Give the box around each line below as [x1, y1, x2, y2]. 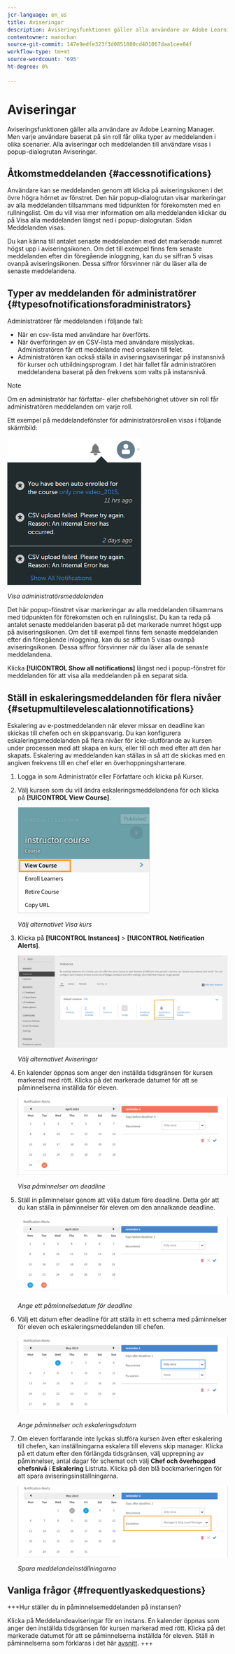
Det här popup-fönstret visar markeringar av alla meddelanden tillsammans [7, 606, 224, 614]
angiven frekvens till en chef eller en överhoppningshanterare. [7, 759, 187, 767]
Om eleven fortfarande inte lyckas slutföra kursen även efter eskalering [17, 1434, 222, 1443]
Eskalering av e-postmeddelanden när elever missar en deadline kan [7, 722, 205, 729]
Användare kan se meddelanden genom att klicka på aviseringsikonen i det [7, 186, 224, 194]
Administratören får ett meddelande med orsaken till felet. [17, 345, 184, 354]
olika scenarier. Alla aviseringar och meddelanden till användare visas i [7, 140, 211, 148]
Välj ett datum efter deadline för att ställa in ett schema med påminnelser [17, 1315, 227, 1323]
